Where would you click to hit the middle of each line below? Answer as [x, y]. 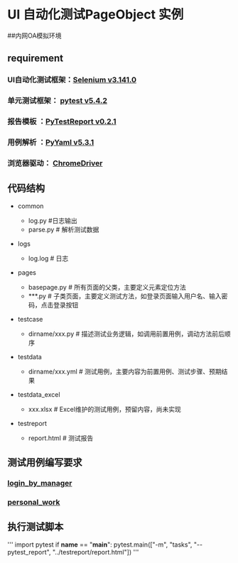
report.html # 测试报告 [61, 438]
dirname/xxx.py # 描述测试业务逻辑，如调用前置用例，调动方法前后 [126, 334]
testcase [30, 319]
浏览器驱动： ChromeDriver [55, 163]
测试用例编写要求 [45, 463]
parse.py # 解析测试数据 [64, 229]
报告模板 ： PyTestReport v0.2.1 [62, 121]
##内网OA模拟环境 [34, 35]
